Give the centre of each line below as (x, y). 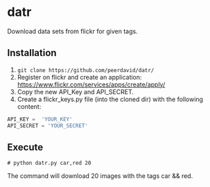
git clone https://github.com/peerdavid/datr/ (86, 70)
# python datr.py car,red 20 (49, 163)
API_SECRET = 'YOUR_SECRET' (48, 125)
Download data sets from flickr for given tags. (72, 31)
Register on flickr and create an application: (79, 77)
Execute (25, 147)
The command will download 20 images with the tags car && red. (100, 176)
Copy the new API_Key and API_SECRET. (75, 91)
